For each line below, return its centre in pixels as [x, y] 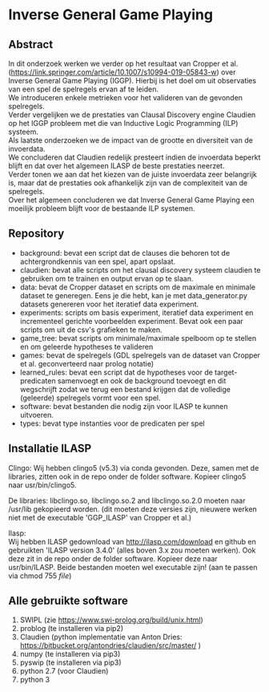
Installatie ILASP [50, 449]
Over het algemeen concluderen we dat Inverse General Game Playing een [131, 200]
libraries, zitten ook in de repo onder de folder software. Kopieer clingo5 [127, 476]
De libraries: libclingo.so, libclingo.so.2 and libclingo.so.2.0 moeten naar [127, 500]
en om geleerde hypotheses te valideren [86, 346]
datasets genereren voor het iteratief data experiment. [109, 304]
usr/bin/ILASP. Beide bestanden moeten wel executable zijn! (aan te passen [133, 567]
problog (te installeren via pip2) [72, 629]
